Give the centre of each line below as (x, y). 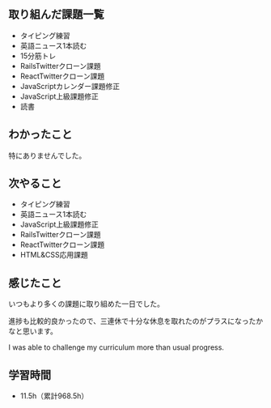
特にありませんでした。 (47, 155)
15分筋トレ (38, 56)
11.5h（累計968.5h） (54, 396)
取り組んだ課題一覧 (56, 15)
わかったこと (40, 135)
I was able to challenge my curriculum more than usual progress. (116, 347)
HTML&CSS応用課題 (54, 255)
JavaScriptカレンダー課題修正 (70, 86)
